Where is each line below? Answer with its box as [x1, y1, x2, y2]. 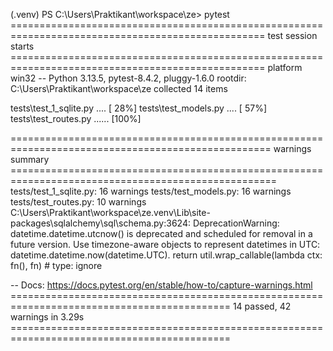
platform [267, 62, 303, 73]
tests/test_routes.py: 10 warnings [10, 196, 147, 208]
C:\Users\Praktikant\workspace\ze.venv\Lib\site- [10, 207, 211, 218]
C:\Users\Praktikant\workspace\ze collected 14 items [10, 83, 228, 94]
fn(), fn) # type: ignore [10, 260, 103, 271]
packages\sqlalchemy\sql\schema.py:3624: [10, 217, 191, 229]
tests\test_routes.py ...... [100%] [10, 113, 142, 124]
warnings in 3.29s [10, 311, 85, 323]
